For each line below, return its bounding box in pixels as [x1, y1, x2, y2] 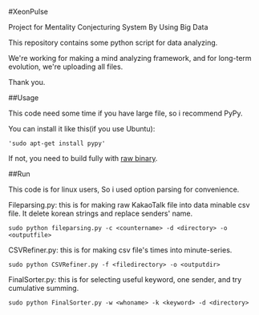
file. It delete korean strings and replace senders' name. [8, 208, 193, 218]
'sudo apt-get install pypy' [8, 139, 106, 147]
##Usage [8, 93, 39, 103]
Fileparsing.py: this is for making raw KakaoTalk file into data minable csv [8, 200, 250, 209]
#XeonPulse [8, 7, 49, 16]
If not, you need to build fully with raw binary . [8, 154, 158, 163]
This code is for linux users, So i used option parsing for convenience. [8, 184, 240, 194]
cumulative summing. [8, 284, 79, 293]
